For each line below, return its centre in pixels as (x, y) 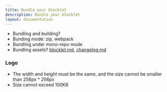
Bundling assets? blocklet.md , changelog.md (59, 50)
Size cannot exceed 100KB (40, 84)
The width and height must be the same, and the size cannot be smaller (87, 74)
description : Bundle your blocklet (43, 15)
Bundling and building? (36, 34)
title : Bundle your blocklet (36, 10)
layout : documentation (29, 19)
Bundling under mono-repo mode (47, 44)
